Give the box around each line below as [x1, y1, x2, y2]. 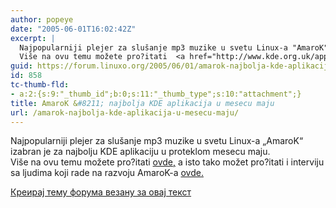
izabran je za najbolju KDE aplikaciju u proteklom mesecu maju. [10, 146, 271, 158]
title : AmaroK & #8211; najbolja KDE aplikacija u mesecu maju [10, 98, 275, 108]
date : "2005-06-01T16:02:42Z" [10, 24, 137, 34]
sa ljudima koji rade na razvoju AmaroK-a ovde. [10, 167, 204, 179]
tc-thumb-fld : [10, 80, 70, 90]
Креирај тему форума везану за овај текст [10, 186, 192, 198]
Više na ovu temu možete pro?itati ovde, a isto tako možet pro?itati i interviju [10, 156, 325, 168]
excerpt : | [10, 33, 56, 43]
